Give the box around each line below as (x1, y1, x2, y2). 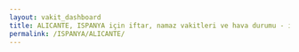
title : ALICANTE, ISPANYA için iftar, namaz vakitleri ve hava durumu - (9, 21, 285, 30)
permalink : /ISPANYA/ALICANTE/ (9, 29, 125, 38)
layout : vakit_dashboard (9, 12, 101, 22)
